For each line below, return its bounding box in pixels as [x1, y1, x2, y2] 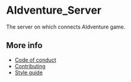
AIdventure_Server [6, 4, 102, 17]
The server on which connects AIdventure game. [6, 23, 126, 30]
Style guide [14, 69, 43, 76]
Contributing [14, 62, 46, 70]
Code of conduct [14, 56, 56, 63]
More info [6, 40, 43, 51]
